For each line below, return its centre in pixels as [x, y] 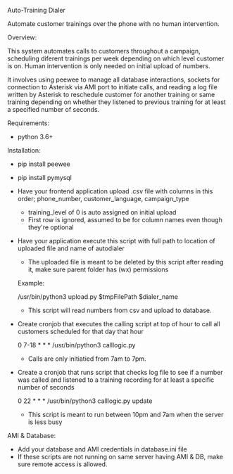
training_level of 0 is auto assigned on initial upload [102, 212]
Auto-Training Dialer [36, 10]
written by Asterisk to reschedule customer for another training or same [111, 95]
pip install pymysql [44, 178]
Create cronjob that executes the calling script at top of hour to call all [119, 324]
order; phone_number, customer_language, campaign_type [103, 199]
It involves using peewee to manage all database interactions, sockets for [114, 79]
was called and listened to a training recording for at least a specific [116, 380]
